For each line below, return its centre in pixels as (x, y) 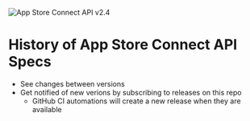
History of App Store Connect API (123, 45)
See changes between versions (72, 83)
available (47, 109)
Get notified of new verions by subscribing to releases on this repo (131, 92)
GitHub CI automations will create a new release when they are (136, 101)
